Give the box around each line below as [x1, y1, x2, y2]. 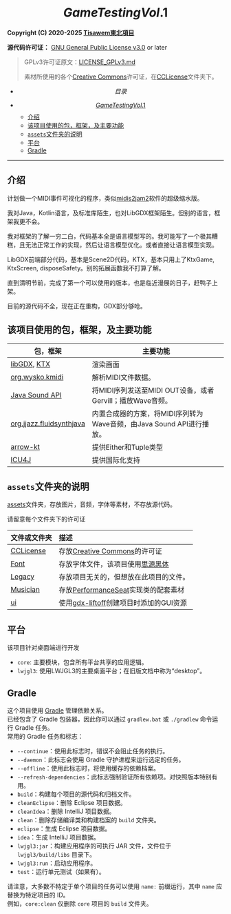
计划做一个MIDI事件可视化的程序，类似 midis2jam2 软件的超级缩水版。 [7, 194, 203, 202]
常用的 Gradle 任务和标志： [7, 733, 84, 740]
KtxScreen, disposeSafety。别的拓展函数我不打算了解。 [7, 264, 165, 272]
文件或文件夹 [10, 533, 53, 543]
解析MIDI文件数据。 [91, 372, 155, 382]
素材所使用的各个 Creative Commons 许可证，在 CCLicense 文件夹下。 [23, 72, 218, 81]
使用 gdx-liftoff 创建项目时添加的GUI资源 [58, 598, 187, 608]
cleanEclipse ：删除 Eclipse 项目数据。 [16, 799, 126, 806]
